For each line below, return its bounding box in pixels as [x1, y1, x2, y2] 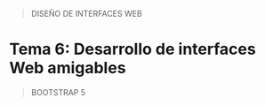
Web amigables [9, 58, 126, 79]
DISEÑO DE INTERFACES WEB [30, 9, 142, 19]
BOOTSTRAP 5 [30, 86, 86, 97]
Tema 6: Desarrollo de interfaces [9, 40, 256, 59]
